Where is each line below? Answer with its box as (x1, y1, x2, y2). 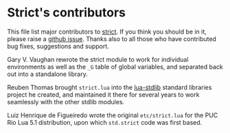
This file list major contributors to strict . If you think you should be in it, (7, 27, 207, 36)
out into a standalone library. (7, 70, 88, 78)
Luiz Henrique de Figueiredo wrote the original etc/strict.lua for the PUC (7, 111, 218, 119)
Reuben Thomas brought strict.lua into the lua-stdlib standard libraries (7, 83, 212, 91)
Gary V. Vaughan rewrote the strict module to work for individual (7, 55, 189, 63)
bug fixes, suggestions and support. (7, 42, 110, 50)
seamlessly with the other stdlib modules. (7, 97, 125, 106)
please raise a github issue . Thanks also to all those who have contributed (7, 34, 216, 43)
